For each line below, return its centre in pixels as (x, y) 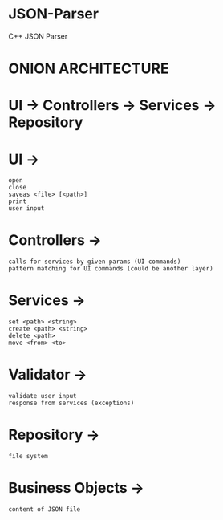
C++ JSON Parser (38, 36)
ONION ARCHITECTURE (89, 69)
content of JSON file (45, 509)
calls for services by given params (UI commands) (95, 262)
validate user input (43, 396)
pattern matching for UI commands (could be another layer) (111, 269)
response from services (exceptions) (71, 403)
